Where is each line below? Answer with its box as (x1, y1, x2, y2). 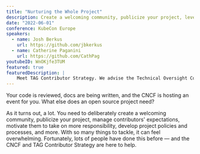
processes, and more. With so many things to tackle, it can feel (6, 129, 161, 136)
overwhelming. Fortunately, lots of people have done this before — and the (6, 135, 190, 142)
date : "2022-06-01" (6, 20, 55, 26)
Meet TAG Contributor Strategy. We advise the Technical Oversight (17, 75, 187, 81)
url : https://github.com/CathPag (17, 53, 100, 59)
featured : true (6, 64, 44, 70)
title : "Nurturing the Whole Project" (6, 8, 102, 15)
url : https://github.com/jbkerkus (17, 42, 102, 48)
